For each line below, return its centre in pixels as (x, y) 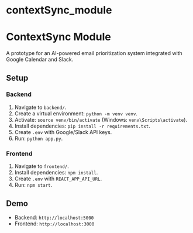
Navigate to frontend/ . (42, 166)
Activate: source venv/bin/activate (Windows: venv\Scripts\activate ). (101, 119)
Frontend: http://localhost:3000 (54, 224)
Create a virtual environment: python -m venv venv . (76, 113)
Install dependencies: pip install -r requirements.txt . (82, 126)
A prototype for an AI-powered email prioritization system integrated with (94, 53)
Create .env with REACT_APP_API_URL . (58, 179)
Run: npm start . (33, 185)
